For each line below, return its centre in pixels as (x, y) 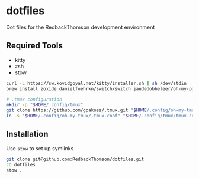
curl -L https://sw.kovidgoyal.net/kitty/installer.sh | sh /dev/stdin (96, 83)
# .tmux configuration (34, 99)
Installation (27, 134)
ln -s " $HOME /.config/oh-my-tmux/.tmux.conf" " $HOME (73, 116)
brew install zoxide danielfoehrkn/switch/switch (69, 89)
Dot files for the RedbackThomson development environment (81, 27)
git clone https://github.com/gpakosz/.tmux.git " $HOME (76, 110)
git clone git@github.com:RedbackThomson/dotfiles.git (75, 159)
